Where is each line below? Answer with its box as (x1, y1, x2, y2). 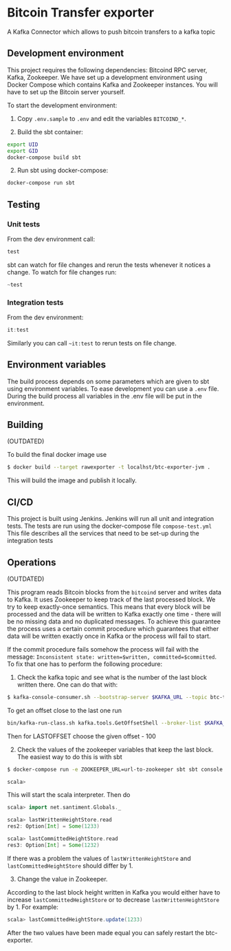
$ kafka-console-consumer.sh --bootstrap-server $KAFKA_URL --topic (7, 694, 208, 701)
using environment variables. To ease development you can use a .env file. (7, 384, 219, 393)
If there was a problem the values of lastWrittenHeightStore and (7, 854, 191, 862)
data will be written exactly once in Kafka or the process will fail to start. (7, 632, 211, 640)
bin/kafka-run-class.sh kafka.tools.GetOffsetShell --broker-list (7, 719, 201, 727)
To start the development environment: (7, 101, 118, 109)
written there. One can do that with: (16, 680, 118, 689)
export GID (7, 147, 38, 154)
